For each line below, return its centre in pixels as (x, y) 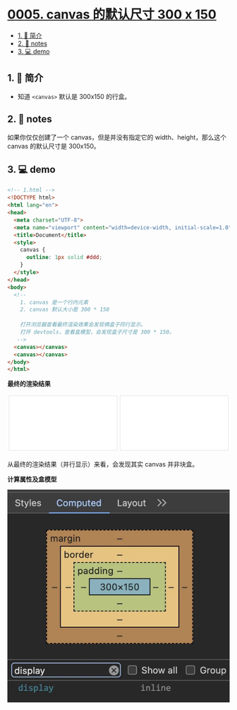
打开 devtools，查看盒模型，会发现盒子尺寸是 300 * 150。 (97, 332)
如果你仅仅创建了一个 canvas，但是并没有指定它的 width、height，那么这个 (117, 137)
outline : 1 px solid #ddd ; (64, 258)
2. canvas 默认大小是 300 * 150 (65, 310)
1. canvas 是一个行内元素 (54, 302)
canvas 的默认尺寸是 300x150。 (54, 146)
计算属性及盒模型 (32, 479)
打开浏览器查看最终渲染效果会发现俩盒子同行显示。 (83, 325)
